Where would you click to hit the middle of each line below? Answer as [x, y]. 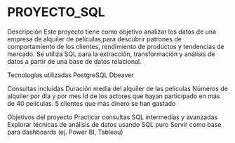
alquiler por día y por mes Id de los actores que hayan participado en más [114, 96]
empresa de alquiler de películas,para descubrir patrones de [95, 39]
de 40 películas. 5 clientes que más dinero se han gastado [92, 103]
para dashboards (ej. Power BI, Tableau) [65, 132]
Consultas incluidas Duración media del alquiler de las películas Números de [117, 88]
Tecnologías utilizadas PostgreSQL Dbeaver [71, 75]
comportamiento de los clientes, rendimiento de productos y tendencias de [116, 46]
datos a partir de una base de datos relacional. [74, 61]
